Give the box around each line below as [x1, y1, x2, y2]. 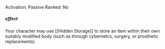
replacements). [5, 38, 36, 44]
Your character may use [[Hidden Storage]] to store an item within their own [5, 28, 160, 34]
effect [5, 15, 18, 21]
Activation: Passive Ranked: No [5, 4, 69, 10]
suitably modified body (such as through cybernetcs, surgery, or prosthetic [5, 33, 159, 39]
